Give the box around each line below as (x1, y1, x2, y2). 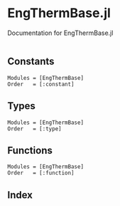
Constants (7, 56, 55, 68)
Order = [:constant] (7, 81, 75, 88)
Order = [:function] (7, 170, 75, 177)
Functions (7, 144, 53, 156)
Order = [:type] (7, 125, 62, 133)
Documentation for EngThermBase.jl (7, 29, 114, 37)
